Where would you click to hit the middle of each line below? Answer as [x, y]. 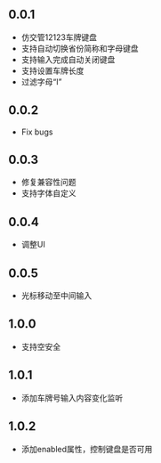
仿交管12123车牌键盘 [59, 37]
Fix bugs [37, 132]
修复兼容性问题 [48, 183]
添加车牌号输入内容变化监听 [72, 398]
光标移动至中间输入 [56, 296]
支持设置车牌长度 [52, 70]
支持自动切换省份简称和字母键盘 [80, 48]
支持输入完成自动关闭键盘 [68, 59]
